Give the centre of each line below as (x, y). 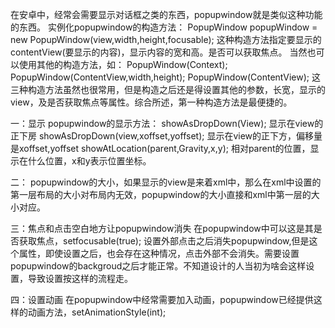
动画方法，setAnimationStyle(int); (97, 312)
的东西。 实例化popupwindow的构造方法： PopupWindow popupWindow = (164, 27)
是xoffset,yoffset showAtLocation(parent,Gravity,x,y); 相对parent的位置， (160, 148)
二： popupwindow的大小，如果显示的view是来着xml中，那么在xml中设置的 (166, 182)
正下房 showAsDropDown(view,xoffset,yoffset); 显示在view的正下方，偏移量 (166, 136)
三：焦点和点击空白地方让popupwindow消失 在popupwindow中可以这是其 (162, 228)
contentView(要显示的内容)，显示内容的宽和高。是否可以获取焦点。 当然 (159, 52)
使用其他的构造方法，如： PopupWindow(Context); (123, 64)
